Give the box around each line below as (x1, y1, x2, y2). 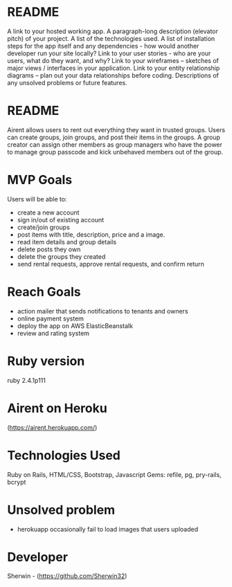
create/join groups (17, 223, 71, 231)
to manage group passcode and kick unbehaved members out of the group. (7, 147, 224, 156)
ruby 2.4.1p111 (7, 376, 46, 384)
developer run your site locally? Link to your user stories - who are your (7, 49, 211, 57)
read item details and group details (17, 237, 116, 246)
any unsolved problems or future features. (7, 78, 127, 87)
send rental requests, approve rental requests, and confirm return (17, 260, 204, 268)
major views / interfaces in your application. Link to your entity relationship (7, 64, 220, 72)
